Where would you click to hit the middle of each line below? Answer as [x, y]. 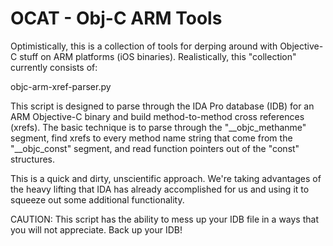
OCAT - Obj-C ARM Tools [116, 18]
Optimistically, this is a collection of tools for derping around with [144, 46]
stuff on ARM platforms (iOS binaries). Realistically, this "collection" [158, 56]
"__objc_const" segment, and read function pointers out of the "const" [155, 148]
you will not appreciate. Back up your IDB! [96, 229]
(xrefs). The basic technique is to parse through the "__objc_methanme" [158, 127]
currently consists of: [54, 67]
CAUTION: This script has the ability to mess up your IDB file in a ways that [164, 219]
